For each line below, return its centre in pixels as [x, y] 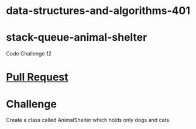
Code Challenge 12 [29, 54]
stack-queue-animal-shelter [77, 38]
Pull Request [37, 77]
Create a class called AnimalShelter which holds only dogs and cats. [88, 120]
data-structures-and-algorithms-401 [98, 11]
